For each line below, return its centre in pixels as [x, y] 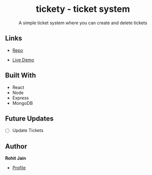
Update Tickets [28, 131]
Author [16, 146]
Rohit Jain [16, 158]
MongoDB [22, 103]
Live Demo [23, 60]
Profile [19, 168]
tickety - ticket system [83, 9]
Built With [20, 75]
